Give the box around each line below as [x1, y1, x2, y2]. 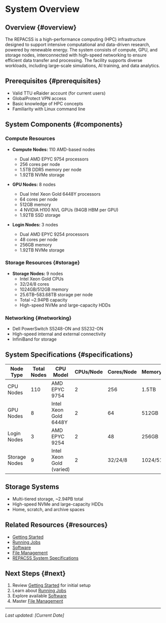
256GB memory [19, 242, 52, 248]
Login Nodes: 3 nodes [12, 221, 58, 227]
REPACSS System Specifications [12, 555, 79, 561]
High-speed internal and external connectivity [12, 331, 106, 337]
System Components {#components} [5, 120, 123, 129]
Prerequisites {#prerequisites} [5, 77, 101, 85]
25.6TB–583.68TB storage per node [19, 291, 93, 298]
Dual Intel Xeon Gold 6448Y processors [19, 191, 101, 197]
